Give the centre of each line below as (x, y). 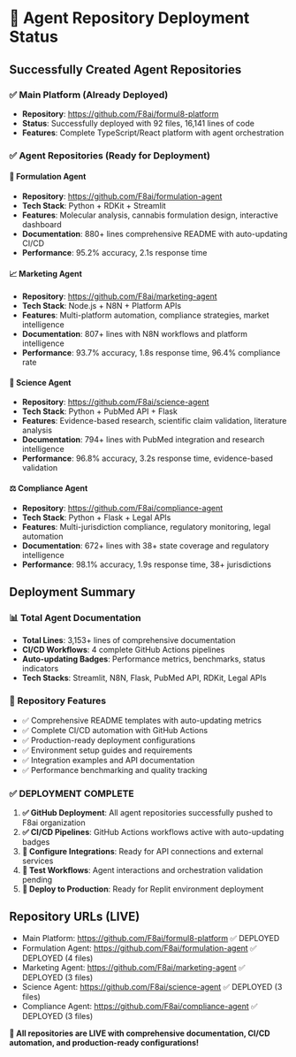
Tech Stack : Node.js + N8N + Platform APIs (102, 306)
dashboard (42, 224)
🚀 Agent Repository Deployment (129, 18)
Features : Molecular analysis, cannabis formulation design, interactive (150, 215)
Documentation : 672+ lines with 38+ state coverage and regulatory (145, 545)
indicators (40, 669)
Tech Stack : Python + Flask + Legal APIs (96, 517)
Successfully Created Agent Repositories (125, 69)
